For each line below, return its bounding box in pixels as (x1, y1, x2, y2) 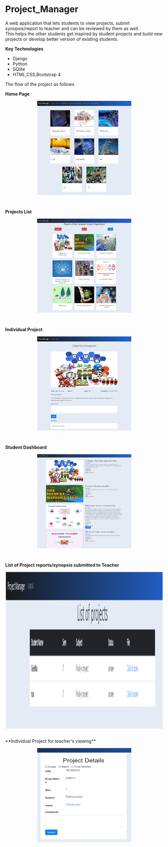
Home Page (5, 91, 30, 97)
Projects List (5, 208, 32, 215)
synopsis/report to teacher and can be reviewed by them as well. (5, 25, 139, 31)
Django (12, 55, 28, 61)
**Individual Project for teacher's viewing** (5, 738, 96, 744)
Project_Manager (5, 4, 79, 15)
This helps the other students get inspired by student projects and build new (5, 31, 163, 37)
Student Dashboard (5, 444, 47, 450)
